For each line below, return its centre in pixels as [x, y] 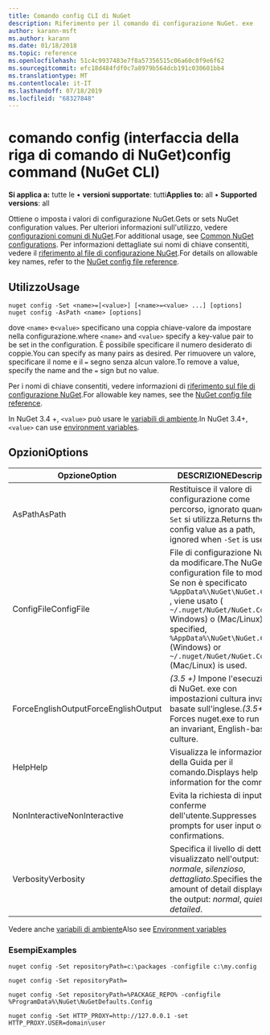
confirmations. [197, 835]
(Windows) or [196, 647]
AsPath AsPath [39, 514]
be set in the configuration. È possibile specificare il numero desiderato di [130, 345]
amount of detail [200, 889]
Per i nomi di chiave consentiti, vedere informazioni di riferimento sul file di [132, 386]
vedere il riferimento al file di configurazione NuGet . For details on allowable [133, 253]
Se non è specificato [209, 583]
